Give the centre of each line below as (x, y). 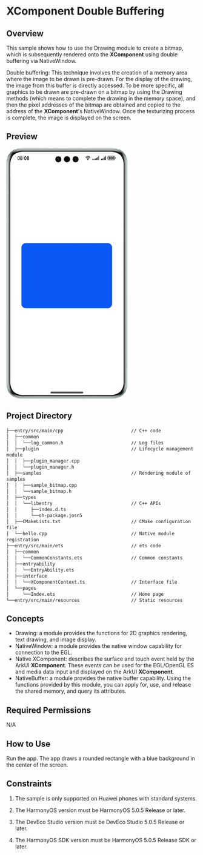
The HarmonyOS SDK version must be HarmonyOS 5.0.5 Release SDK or (106, 840)
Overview (25, 34)
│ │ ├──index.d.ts (36, 509)
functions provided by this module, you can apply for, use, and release (103, 685)
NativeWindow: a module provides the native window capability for (98, 646)
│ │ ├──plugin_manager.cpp (43, 461)
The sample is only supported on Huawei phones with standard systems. (106, 798)
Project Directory (39, 416)
